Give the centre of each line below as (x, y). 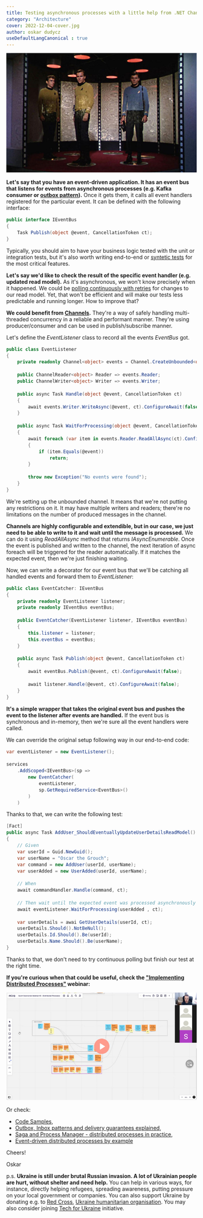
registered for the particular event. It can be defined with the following (94, 202)
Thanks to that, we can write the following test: (65, 814)
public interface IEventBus (42, 220)
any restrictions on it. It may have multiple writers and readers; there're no (98, 508)
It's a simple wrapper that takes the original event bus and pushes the (96, 709)
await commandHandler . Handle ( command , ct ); (73, 890)
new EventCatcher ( (51, 777)
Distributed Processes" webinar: (48, 984)
